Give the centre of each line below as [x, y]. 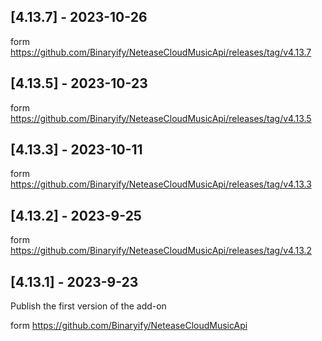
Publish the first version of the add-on [88, 306]
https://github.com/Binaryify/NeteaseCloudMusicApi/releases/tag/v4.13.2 [161, 251]
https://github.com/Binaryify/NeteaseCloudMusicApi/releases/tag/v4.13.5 [161, 118]
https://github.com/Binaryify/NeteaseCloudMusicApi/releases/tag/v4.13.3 [161, 184]
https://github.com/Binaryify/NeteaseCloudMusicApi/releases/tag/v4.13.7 [161, 52]
